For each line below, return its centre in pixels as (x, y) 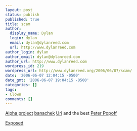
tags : (11, 89)
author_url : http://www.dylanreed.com (46, 61)
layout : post (19, 10)
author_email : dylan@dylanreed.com (43, 57)
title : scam (18, 24)
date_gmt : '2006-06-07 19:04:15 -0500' (47, 80)
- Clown (13, 94)
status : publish (22, 15)
